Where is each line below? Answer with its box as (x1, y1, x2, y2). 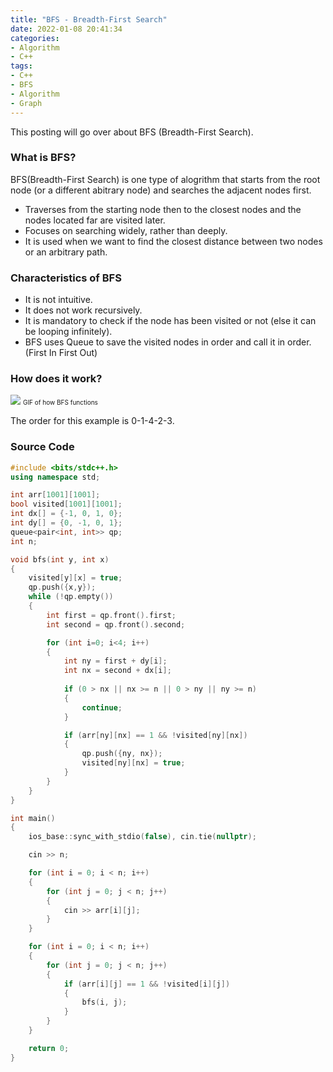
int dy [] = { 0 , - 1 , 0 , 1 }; (10, 518, 123, 528)
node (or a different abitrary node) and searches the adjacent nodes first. (10, 184, 312, 196)
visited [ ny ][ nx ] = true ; (81, 758, 186, 768)
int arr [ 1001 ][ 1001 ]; (10, 490, 101, 500)
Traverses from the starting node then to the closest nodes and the (24, 203, 302, 215)
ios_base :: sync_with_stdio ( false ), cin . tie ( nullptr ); (28, 832, 257, 842)
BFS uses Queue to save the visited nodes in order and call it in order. (24, 336, 312, 348)
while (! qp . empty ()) (28, 592, 114, 602)
